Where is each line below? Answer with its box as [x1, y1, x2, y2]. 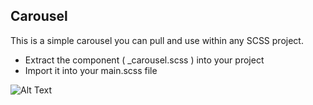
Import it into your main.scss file [24, 64, 158, 76]
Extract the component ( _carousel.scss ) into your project [24, 54, 265, 66]
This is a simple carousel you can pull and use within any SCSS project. [10, 34, 304, 46]
